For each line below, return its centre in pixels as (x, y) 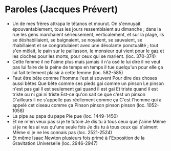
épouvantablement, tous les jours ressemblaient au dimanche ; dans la (87, 29)
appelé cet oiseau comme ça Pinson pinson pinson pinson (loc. (79, 105)
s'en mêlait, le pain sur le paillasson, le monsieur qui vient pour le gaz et (88, 51)
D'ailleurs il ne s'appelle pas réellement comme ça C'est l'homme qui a (87, 100)
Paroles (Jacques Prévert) (61, 9)
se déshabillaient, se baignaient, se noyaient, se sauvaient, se (77, 40)
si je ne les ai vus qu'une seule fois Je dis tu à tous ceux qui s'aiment (85, 127)
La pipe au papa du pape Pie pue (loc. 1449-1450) (65, 116)
